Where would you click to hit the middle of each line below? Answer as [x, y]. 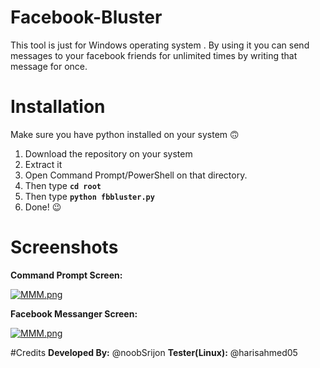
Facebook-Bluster [86, 17]
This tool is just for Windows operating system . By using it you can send [160, 45]
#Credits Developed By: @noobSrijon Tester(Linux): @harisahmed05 [154, 352]
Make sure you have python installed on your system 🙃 [125, 134]
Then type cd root [63, 185]
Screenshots [64, 247]
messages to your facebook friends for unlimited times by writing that [154, 55]
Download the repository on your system [108, 153]
